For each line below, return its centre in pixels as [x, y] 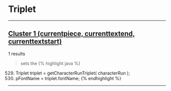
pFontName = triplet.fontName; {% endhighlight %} [68, 78]
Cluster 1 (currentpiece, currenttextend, [72, 34]
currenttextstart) [35, 42]
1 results [17, 53]
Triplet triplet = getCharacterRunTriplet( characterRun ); [73, 73]
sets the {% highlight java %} [50, 63]
